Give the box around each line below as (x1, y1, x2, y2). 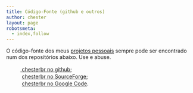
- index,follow (11, 31, 49, 37)
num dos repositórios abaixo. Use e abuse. (6, 54, 111, 61)
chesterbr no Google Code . (21, 80, 89, 87)
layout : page (6, 20, 39, 26)
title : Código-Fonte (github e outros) (6, 8, 105, 15)
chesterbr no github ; (21, 66, 73, 73)
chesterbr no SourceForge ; (21, 73, 88, 80)
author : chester (6, 14, 46, 20)
